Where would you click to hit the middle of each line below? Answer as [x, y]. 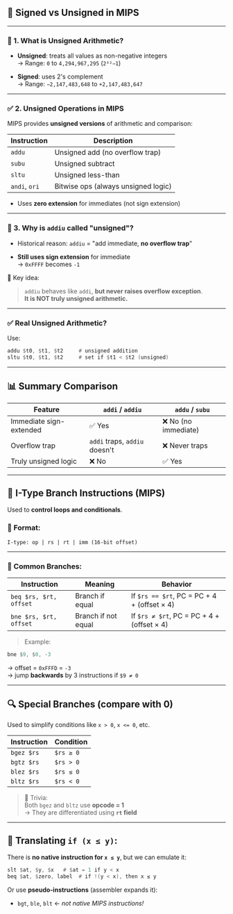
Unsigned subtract [85, 164]
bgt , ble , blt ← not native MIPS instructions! [80, 904]
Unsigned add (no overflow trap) [108, 152]
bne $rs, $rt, [34, 617]
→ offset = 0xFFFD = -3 [39, 667]
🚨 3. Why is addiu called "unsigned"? [70, 228]
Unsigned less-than [87, 175]
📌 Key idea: [23, 277]
